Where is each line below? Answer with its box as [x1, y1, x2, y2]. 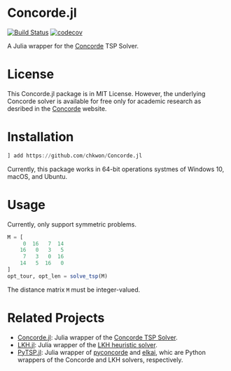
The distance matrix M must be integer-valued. [7, 285, 141, 294]
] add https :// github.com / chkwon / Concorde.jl [7, 152, 142, 159]
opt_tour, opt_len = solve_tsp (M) [7, 272, 108, 280]
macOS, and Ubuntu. [7, 172, 68, 180]
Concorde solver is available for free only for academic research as [7, 97, 202, 105]
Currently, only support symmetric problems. [7, 220, 136, 229]
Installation [7, 129, 74, 145]
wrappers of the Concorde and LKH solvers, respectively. [17, 356, 183, 364]
